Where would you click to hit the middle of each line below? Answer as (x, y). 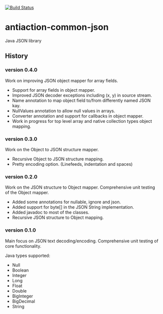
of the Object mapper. (27, 193)
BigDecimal (24, 301)
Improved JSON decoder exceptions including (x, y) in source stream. (82, 95)
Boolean (20, 270)
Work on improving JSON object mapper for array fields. (62, 80)
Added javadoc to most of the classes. (51, 213)
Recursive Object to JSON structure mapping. (58, 159)
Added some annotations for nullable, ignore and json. (66, 202)
